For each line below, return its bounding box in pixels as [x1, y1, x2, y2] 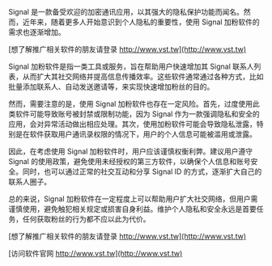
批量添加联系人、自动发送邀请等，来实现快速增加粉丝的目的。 [8, 82, 215, 91]
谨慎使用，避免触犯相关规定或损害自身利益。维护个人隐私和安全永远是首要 [8, 205, 257, 213]
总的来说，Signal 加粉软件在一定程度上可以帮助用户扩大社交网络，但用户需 [8, 194, 258, 204]
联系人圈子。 [8, 177, 51, 186]
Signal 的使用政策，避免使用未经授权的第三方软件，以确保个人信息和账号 [8, 157, 251, 166]
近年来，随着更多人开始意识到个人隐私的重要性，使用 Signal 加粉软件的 [22, 17, 261, 27]
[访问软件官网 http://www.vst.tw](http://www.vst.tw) [8, 249, 183, 258]
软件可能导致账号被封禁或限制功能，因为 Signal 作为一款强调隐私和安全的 [15, 109, 261, 119]
